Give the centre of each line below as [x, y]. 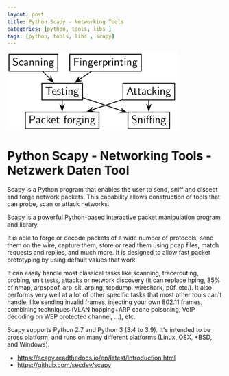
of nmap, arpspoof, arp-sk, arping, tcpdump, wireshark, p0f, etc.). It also [110, 288]
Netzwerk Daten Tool [68, 171]
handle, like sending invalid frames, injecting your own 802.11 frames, [105, 302]
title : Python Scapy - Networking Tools [66, 22]
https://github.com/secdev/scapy [64, 365]
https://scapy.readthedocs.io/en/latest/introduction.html [96, 358]
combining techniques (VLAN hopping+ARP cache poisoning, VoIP [101, 310]
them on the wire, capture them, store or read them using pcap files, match [113, 245]
